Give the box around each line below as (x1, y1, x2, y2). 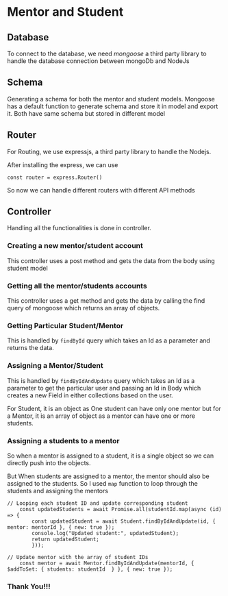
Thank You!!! (7, 582, 51, 591)
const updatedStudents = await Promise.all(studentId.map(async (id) (19, 506, 223, 512)
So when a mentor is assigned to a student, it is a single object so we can (7, 451, 214, 460)
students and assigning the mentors (7, 486, 108, 495)
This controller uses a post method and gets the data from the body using (7, 256, 215, 264)
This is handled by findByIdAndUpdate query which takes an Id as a (7, 376, 195, 384)
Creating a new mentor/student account (7, 241, 144, 251)
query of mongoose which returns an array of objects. (7, 304, 160, 312)
